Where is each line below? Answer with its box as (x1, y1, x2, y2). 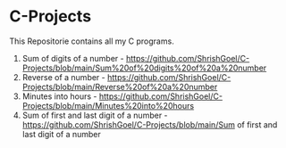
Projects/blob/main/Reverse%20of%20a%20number (21, 81, 218, 92)
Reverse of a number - (21, 71, 105, 82)
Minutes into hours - (21, 91, 97, 102)
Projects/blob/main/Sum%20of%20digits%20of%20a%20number (21, 62, 267, 73)
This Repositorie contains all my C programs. (9, 36, 174, 46)
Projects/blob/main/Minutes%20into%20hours (21, 100, 195, 111)
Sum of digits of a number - (21, 53, 124, 63)
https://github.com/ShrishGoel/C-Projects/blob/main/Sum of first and (21, 119, 278, 130)
